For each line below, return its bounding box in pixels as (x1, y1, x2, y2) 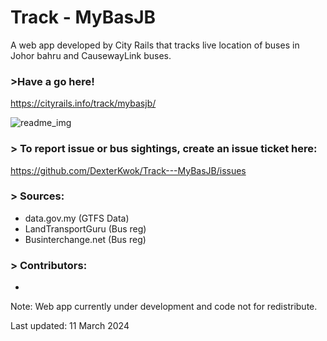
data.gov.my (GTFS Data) (24, 212, 130, 224)
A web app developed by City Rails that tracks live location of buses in (10, 39, 300, 51)
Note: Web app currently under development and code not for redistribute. (10, 301, 318, 313)
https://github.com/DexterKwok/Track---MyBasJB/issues (10, 164, 247, 176)
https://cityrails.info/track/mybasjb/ (10, 97, 157, 110)
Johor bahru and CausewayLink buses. (10, 49, 172, 61)
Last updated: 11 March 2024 (10, 320, 130, 332)
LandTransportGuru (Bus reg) (24, 222, 147, 235)
